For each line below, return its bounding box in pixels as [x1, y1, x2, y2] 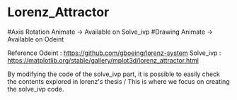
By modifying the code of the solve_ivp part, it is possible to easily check [7, 70, 221, 78]
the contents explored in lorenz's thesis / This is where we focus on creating [7, 77, 230, 85]
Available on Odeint [7, 35, 64, 43]
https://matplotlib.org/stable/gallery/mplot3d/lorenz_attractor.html [7, 56, 200, 64]
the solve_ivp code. [7, 85, 64, 93]
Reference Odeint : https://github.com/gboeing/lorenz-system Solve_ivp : [7, 49, 221, 57]
